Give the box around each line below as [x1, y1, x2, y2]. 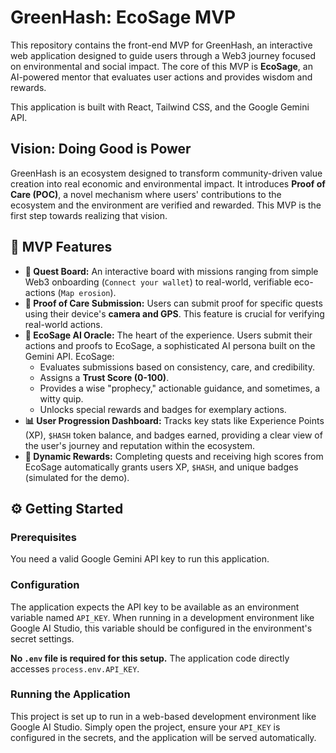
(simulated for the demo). [24, 471, 130, 483]
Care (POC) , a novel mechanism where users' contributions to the [10, 188, 282, 200]
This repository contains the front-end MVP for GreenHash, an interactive [10, 39, 313, 51]
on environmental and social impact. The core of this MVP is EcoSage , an [10, 60, 313, 72]
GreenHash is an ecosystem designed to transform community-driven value [10, 167, 323, 179]
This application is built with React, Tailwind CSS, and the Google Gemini [10, 101, 310, 113]
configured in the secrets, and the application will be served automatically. [10, 731, 317, 743]
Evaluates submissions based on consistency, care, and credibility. [39, 361, 315, 373]
